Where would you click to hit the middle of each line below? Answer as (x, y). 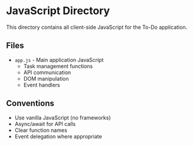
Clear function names (41, 130)
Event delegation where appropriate (58, 136)
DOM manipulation (46, 78)
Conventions (30, 103)
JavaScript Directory (58, 11)
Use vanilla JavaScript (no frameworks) (63, 117)
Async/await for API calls (45, 124)
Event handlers (42, 85)
